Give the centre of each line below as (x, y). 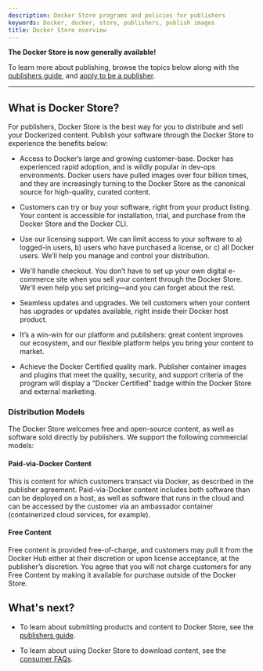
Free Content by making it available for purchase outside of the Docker (122, 574)
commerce (37, 279)
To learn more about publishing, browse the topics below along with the (124, 67)
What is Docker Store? (64, 108)
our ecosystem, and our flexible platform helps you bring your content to (137, 343)
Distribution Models (47, 412)
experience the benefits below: (58, 144)
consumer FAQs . (46, 658)
